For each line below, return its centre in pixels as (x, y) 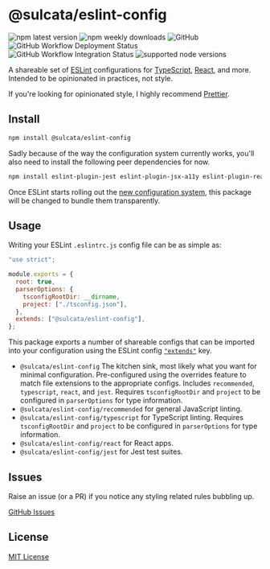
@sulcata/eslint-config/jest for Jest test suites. (101, 451)
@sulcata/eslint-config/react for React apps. (97, 443)
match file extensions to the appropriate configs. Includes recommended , (137, 383)
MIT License (29, 556)
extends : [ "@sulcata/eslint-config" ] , (81, 320)
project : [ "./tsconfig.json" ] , (75, 304)
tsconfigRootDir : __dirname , (72, 297)
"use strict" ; (32, 260)
